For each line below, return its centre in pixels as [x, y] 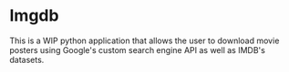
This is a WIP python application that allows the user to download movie [144, 40]
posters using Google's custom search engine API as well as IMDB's [138, 49]
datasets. [27, 59]
